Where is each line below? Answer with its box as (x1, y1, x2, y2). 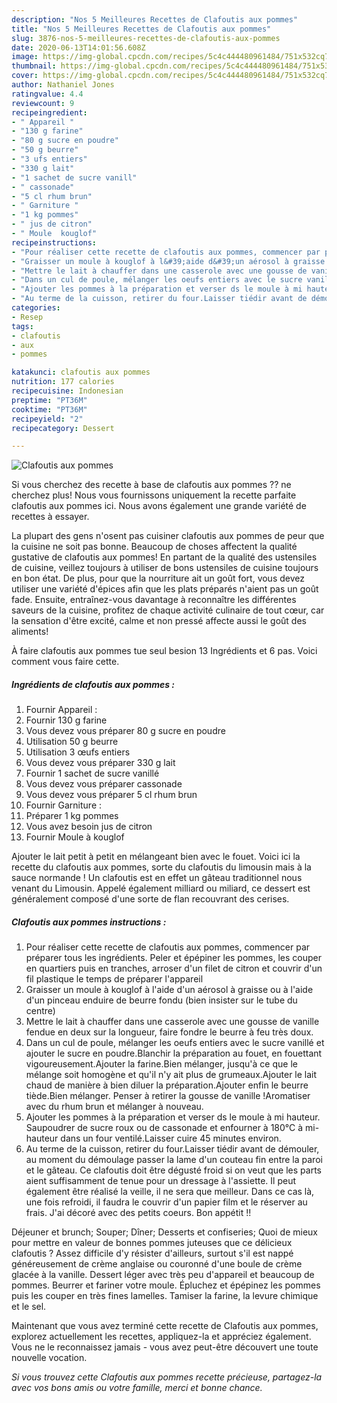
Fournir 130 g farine (25, 714, 108, 726)
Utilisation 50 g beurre (25, 736, 119, 748)
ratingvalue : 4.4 (11, 89, 84, 99)
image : (11, 52, 39, 62)
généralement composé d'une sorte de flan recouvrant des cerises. (11, 893, 290, 905)
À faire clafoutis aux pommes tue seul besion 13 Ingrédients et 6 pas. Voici (11, 645, 318, 657)
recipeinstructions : (11, 237, 98, 248)
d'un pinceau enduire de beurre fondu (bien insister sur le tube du (25, 994, 298, 1006)
